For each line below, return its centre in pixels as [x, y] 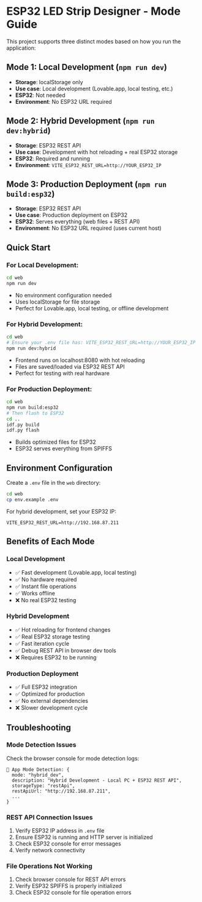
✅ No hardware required [46, 579]
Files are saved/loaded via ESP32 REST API [70, 366]
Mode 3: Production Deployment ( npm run [87, 184]
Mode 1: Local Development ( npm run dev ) [87, 67]
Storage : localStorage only [49, 82]
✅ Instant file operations [46, 586]
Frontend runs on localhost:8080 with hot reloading [80, 360]
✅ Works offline [35, 593]
